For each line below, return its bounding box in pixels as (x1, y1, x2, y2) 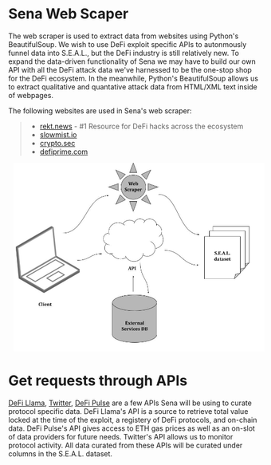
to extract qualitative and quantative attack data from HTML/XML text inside (8, 81, 257, 92)
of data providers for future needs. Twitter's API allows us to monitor (8, 432, 234, 441)
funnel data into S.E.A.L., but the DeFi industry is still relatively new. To (8, 48, 240, 57)
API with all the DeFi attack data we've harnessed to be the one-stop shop (8, 65, 253, 74)
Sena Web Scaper (8, 5, 129, 23)
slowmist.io (39, 129, 77, 140)
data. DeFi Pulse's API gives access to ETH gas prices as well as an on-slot (8, 424, 255, 433)
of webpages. (8, 90, 54, 100)
